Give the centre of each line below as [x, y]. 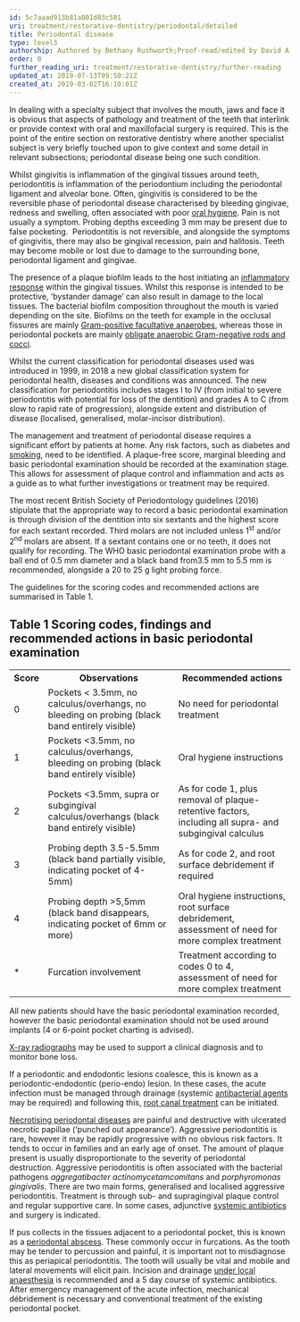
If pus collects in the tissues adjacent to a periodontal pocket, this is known [147, 1232]
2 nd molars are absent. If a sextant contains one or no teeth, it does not [140, 540]
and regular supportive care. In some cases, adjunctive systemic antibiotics [148, 1205]
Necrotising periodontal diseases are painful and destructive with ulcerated [148, 1120]
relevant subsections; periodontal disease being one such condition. [135, 157]
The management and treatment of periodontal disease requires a [130, 436]
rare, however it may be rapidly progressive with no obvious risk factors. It [146, 1139]
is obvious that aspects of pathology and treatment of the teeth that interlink [150, 119]
